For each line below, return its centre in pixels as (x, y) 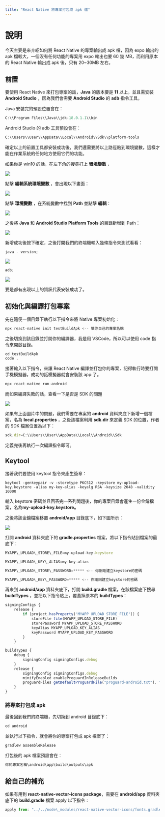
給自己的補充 (25, 781)
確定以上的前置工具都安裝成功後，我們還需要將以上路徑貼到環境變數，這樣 (80, 148)
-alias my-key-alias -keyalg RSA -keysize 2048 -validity (94, 487)
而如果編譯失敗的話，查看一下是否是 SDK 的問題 (54, 394)
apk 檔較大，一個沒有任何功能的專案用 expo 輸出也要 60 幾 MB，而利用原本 (82, 56)
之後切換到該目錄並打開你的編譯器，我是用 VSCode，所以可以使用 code (78, 338)
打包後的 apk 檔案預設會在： (34, 756)
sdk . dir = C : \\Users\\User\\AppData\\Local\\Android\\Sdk (63, 435)
